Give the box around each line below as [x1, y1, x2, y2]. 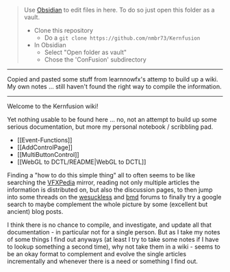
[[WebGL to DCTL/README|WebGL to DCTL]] [16, 158, 146, 166]
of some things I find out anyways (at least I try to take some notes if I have [7, 236, 219, 243]
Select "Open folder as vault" [44, 48, 127, 56]
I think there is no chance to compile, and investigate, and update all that [7, 221, 212, 229]
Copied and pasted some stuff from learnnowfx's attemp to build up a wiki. [7, 75, 218, 83]
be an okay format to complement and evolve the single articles [7, 250, 187, 258]
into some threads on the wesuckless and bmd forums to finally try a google [7, 193, 222, 201]
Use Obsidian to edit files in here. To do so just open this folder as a [23, 6, 215, 14]
